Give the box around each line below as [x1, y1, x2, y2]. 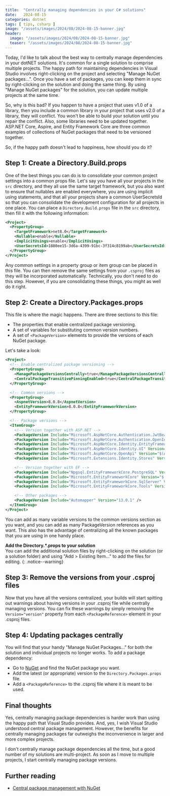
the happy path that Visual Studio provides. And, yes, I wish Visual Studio [5, 720, 158, 726]
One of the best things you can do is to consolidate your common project [5, 172, 158, 178]
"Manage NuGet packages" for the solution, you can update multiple [5, 87, 148, 93]
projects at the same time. [5, 92, 60, 98]
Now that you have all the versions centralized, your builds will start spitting [5, 595, 163, 601]
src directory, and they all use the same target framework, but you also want [5, 183, 165, 189]
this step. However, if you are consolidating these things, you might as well [5, 278, 161, 284]
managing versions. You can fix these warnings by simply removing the [5, 605, 154, 611]
